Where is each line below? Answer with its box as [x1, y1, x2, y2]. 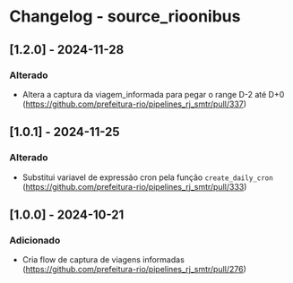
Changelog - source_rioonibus [9, 6, 241, 27]
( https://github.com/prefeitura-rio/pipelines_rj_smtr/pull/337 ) [22, 99, 247, 109]
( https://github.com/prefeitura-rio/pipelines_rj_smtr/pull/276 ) [22, 264, 246, 275]
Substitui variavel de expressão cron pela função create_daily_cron [22, 172, 273, 183]
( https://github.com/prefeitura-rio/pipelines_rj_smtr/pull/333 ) [22, 181, 247, 192]
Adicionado [9, 234, 61, 246]
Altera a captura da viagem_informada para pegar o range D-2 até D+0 [22, 89, 285, 99]
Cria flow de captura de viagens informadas [22, 254, 185, 265]
